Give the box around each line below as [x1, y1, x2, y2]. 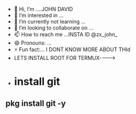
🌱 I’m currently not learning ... [13, 18, 86, 25]
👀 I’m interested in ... [13, 12, 64, 19]
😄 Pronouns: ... [13, 39, 52, 46]
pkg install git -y [5, 98, 66, 108]
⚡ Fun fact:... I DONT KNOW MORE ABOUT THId [13, 46, 131, 53]
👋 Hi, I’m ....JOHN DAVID [13, 6, 73, 12]
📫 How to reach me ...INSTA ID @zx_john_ [13, 31, 118, 38]
